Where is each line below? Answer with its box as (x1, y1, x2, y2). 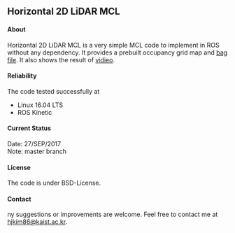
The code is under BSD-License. (7, 178, 101, 188)
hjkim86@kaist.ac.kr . (7, 218, 68, 226)
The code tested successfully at (7, 87, 100, 95)
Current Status (7, 124, 51, 132)
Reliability (7, 71, 37, 80)
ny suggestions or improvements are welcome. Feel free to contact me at (7, 210, 218, 219)
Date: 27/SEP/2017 (7, 140, 62, 148)
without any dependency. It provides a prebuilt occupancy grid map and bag (7, 48, 228, 57)
